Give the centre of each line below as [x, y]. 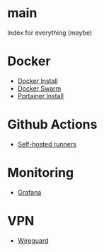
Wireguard [33, 240]
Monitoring [41, 173]
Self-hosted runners [47, 144]
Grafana [29, 192]
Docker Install [37, 81]
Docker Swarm [39, 88]
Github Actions [52, 125]
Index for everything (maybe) [50, 33]
